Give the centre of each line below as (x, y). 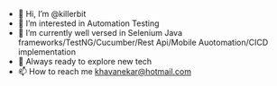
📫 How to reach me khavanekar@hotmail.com (105, 71)
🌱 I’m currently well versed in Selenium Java (100, 33)
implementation (47, 52)
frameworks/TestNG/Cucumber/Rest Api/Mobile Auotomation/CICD (143, 42)
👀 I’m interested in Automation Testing (88, 23)
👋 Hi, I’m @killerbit (52, 14)
